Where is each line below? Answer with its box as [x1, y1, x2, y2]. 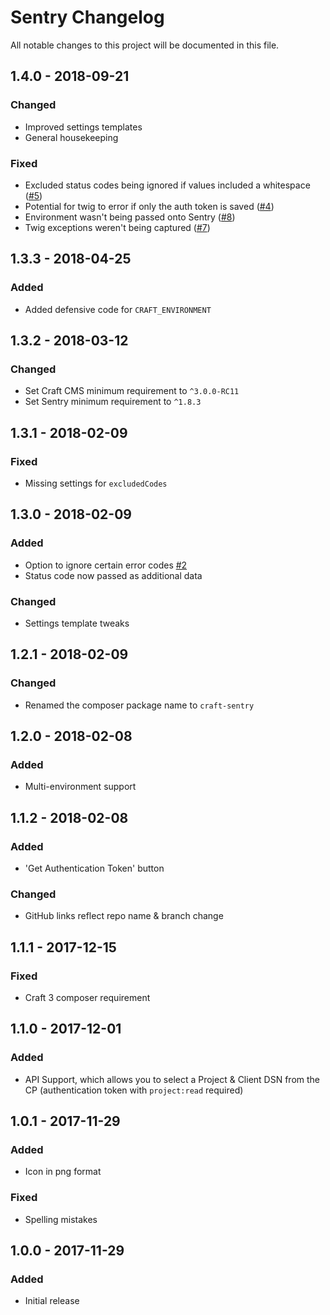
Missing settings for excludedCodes [24, 477, 168, 489]
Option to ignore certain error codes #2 [24, 559, 188, 571]
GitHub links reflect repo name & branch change [24, 910, 224, 922]
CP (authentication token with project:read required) [24, 1084, 244, 1096]
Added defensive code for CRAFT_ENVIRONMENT [24, 303, 212, 315]
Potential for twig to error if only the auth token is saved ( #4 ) [24, 200, 275, 212]
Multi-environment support [24, 781, 137, 793]
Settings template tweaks [24, 617, 130, 629]
